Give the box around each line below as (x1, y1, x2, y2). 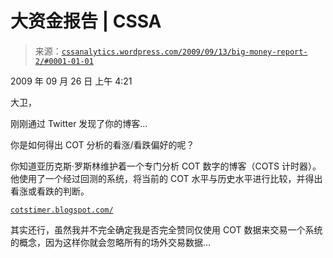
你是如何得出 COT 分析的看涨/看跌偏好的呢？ (10, 138, 195, 151)
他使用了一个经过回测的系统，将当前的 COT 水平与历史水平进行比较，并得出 (10, 172, 323, 184)
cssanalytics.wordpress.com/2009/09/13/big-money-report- (61, 47, 308, 57)
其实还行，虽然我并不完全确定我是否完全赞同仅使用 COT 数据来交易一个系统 (10, 223, 323, 236)
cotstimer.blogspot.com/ (10, 205, 114, 215)
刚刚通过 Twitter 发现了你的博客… (10, 117, 148, 129)
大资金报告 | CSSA (10, 10, 162, 33)
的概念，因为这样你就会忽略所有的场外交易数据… (10, 236, 212, 248)
